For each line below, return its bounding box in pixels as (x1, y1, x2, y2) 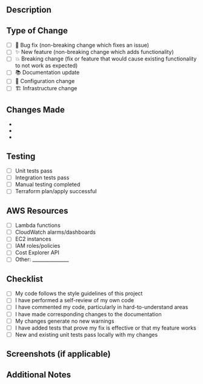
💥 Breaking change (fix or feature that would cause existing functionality (15, 55, 197, 62)
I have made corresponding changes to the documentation (15, 310, 162, 317)
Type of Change (6, 25, 68, 36)
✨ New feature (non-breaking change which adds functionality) (15, 48, 174, 56)
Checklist (6, 274, 44, 284)
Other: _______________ (15, 256, 69, 263)
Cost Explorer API (15, 249, 59, 256)
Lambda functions (15, 222, 61, 229)
